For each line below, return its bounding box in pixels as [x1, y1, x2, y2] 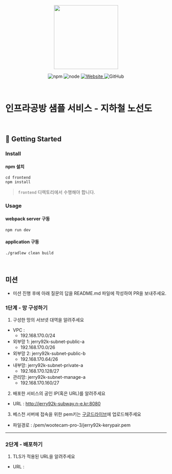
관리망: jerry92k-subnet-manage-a [12, 374, 86, 380]
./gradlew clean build [5, 250, 54, 255]
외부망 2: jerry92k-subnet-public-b [12, 350, 86, 356]
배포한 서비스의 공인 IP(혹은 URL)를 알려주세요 [12, 390, 106, 396]
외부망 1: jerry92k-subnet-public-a [12, 338, 85, 344]
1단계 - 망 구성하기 [5, 304, 48, 311]
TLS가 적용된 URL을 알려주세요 [12, 454, 75, 460]
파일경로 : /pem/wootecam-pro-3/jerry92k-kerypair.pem [12, 422, 131, 428]
